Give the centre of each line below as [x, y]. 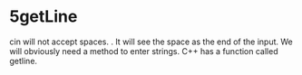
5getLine [44, 17]
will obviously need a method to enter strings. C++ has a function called [144, 51]
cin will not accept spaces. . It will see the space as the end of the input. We [151, 42]
